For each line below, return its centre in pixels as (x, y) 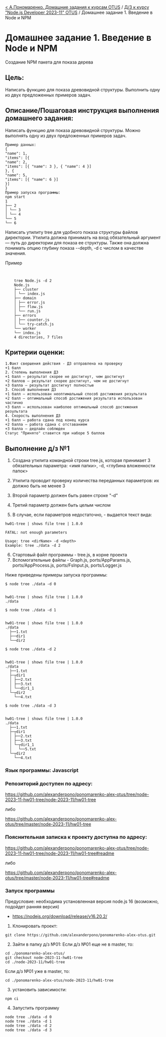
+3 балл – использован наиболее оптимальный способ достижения (72, 407)
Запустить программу (36, 1008)
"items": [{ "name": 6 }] (32, 179)
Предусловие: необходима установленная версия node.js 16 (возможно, (82, 901)
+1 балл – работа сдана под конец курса (47, 420)
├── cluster (26, 289)
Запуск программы (30, 890)
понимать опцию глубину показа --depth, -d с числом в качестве (74, 248)
